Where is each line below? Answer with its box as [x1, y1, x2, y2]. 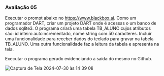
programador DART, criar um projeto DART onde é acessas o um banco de [5, 20, 157, 26]
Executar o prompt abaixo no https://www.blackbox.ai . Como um [5, 15, 136, 21]
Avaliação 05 [5, 4, 37, 11]
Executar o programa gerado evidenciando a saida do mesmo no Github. [5, 56, 153, 62]
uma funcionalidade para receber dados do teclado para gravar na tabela [5, 36, 154, 42]
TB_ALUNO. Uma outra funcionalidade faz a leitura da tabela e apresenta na [5, 41, 159, 47]
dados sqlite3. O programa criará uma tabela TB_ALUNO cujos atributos [5, 25, 151, 31]
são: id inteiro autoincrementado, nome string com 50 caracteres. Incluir [5, 31, 152, 37]
